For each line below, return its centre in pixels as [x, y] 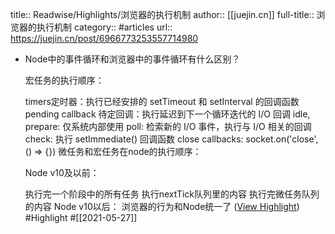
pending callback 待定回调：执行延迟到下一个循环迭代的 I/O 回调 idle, [167, 114]
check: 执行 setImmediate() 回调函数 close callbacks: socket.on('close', [171, 139]
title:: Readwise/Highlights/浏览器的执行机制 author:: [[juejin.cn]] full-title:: [162, 14]
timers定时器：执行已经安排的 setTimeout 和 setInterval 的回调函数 [162, 101]
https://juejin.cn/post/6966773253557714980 [104, 38]
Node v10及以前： [62, 172]
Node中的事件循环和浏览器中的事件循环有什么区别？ [132, 59]
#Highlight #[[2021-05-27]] [81, 217]
